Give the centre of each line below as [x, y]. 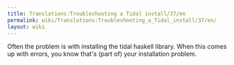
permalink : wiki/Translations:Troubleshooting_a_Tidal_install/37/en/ [112, 20]
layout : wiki [26, 27]
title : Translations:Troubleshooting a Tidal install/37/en [97, 14]
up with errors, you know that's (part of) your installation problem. [102, 54]
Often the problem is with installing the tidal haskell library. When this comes [117, 47]
